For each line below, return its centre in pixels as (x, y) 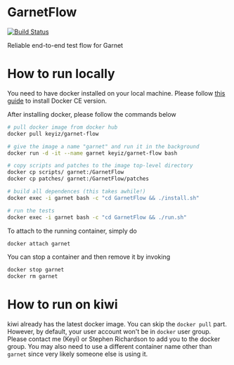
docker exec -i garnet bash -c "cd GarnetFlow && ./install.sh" (103, 198)
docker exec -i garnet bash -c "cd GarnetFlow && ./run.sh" (97, 217)
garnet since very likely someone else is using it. (78, 354)
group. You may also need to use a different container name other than (110, 347)
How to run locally (61, 74)
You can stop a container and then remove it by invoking (89, 257)
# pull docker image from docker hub (63, 127)
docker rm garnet (33, 276)
